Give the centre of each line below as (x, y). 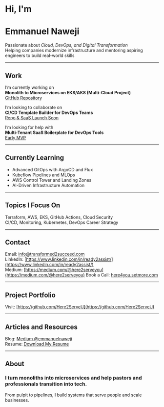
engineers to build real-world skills (40, 55)
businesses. (17, 400)
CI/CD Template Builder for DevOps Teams (49, 112)
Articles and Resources (41, 327)
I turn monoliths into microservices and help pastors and (74, 378)
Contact (18, 242)
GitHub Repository (24, 98)
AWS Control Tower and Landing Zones (52, 180)
